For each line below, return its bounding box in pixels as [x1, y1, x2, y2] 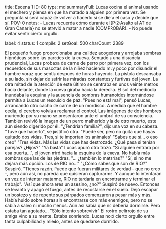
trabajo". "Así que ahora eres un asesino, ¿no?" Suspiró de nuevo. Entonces [5, 181, 160, 187]
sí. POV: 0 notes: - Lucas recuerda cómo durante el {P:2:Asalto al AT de [5, 20, 151, 26]
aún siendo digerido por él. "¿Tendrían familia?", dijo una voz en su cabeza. [5, 123, 159, 129]
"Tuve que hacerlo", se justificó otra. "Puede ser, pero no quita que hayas [5, 129, 155, 134]
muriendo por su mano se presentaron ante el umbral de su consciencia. [5, 113, 154, 118]
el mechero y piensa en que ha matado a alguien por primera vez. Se [5, 9, 146, 15]
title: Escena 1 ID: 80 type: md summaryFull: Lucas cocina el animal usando [5, 4, 159, 10]
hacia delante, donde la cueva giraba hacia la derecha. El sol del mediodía [5, 87, 156, 92]
